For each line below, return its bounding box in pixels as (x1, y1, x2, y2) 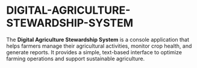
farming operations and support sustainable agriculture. (6, 55, 145, 62)
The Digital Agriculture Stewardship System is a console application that (6, 36, 190, 43)
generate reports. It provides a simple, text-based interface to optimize (6, 48, 183, 55)
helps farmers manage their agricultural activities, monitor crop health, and (6, 42, 192, 50)
